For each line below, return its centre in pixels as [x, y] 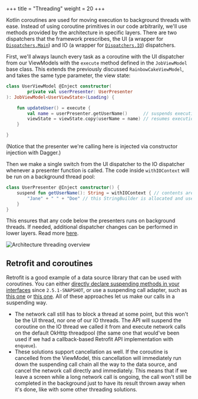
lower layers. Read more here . [42, 233]
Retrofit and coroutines [49, 263]
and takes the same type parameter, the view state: [68, 75]
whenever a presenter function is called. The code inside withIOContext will [98, 170]
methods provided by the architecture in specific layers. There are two [92, 33]
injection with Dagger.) [34, 153]
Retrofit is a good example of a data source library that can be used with [94, 278]
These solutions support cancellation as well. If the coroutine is [91, 352]
